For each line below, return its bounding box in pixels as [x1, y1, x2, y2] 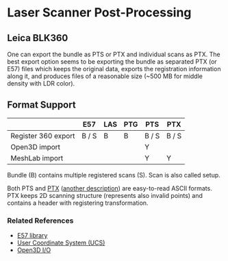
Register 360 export [10, 131, 75, 140]
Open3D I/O [16, 246, 51, 254]
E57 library [16, 232, 48, 240]
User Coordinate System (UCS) [16, 238, 105, 247]
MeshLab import [10, 153, 64, 162]
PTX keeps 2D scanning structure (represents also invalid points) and [7, 191, 203, 199]
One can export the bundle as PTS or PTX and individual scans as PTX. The [7, 50, 220, 58]
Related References [7, 216, 74, 225]
